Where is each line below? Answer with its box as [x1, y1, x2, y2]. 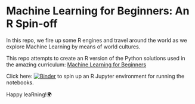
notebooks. [6, 79, 34, 86]
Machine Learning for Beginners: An [6, 4, 190, 18]
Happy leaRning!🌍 [6, 91, 52, 98]
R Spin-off [6, 17, 58, 30]
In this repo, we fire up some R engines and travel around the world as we [6, 36, 187, 44]
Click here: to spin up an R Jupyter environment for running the [6, 72, 185, 79]
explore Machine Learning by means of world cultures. [6, 43, 141, 50]
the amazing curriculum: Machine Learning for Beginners [6, 61, 147, 68]
